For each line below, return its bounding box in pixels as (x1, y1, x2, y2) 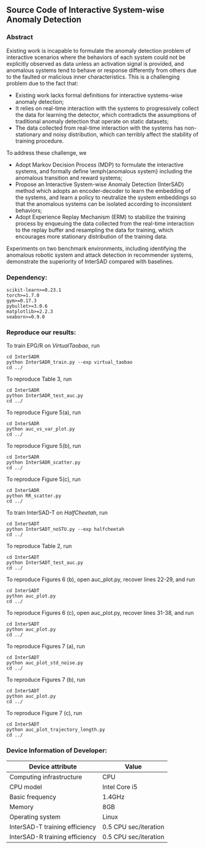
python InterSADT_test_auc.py (6, 560, 84, 566)
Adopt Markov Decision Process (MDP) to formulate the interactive (15, 161, 184, 168)
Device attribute (29, 762, 78, 770)
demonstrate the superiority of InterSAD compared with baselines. (6, 257, 174, 265)
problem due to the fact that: (6, 79, 78, 87)
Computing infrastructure (9, 772, 83, 781)
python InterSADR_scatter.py (6, 460, 81, 466)
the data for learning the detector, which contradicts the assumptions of (15, 111, 197, 119)
